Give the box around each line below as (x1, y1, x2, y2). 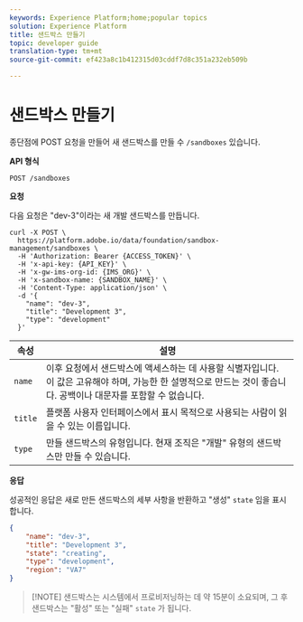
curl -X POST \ (9, 228, 67, 237)
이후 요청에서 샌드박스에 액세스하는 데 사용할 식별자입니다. (45, 362, 280, 374)
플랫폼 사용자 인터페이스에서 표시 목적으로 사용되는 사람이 (45, 406, 277, 419)
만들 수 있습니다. (64, 449, 131, 462)
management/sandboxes (9, 243, 91, 253)
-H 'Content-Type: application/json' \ (17, 283, 168, 292)
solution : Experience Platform (9, 22, 127, 31)
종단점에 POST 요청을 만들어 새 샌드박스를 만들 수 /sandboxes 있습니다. (9, 137, 261, 147)
